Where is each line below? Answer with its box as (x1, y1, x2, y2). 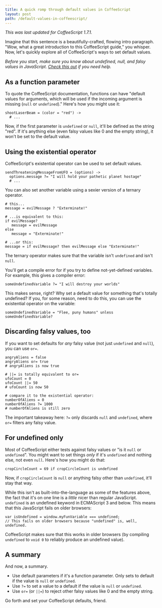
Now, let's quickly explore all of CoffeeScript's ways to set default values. (5, 49, 151, 55)
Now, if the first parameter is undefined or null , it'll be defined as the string (5, 123, 155, 129)
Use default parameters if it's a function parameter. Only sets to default (12, 573, 154, 579)
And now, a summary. (5, 563, 48, 569)
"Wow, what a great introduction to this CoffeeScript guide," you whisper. (5, 44, 151, 50)
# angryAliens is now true (5, 363, 59, 368)
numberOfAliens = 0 (5, 397, 44, 402)
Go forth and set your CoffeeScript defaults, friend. (5, 598, 107, 604)
